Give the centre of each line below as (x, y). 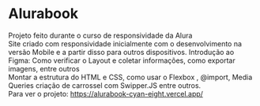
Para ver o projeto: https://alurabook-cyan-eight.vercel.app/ (106, 93)
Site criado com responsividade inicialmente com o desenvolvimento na (125, 43)
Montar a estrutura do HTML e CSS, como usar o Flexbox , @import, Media (130, 77)
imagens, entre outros (44, 68)
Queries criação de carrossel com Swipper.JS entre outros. (105, 85)
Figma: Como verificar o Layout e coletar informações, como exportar (122, 60)
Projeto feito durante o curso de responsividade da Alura (100, 35)
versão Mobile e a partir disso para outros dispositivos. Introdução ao (121, 52)
